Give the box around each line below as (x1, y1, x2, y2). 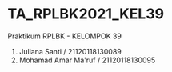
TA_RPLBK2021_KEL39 (7, 5, 165, 23)
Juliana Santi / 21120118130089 (18, 46, 122, 56)
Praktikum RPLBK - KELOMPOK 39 (7, 31, 122, 41)
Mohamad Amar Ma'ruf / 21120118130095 (18, 55, 156, 65)
